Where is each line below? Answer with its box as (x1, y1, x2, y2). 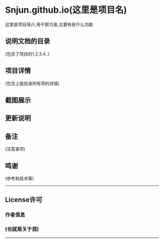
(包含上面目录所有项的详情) (5, 80, 60, 86)
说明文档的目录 (5, 37, 50, 45)
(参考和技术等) (5, 175, 34, 181)
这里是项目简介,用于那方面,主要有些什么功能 (5, 21, 94, 27)
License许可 (5, 196, 42, 204)
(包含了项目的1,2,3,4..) (5, 51, 50, 56)
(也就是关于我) (5, 226, 39, 233)
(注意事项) (5, 146, 26, 152)
